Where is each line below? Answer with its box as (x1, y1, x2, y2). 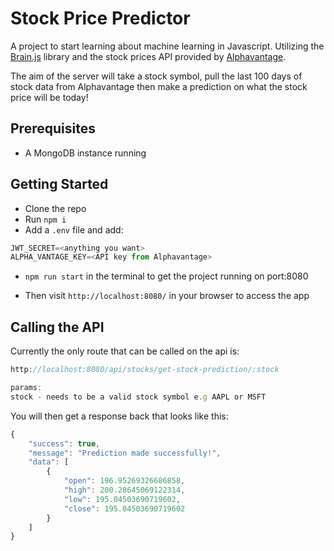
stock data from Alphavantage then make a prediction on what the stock (10, 80, 308, 92)
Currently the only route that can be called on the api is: (10, 345, 240, 357)
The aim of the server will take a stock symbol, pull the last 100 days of (10, 70, 303, 82)
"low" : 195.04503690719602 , (63, 494, 182, 504)
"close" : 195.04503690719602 (63, 503, 186, 514)
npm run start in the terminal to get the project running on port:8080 (24, 270, 309, 282)
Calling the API (10, 318, 105, 336)
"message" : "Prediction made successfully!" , (28, 448, 222, 458)
